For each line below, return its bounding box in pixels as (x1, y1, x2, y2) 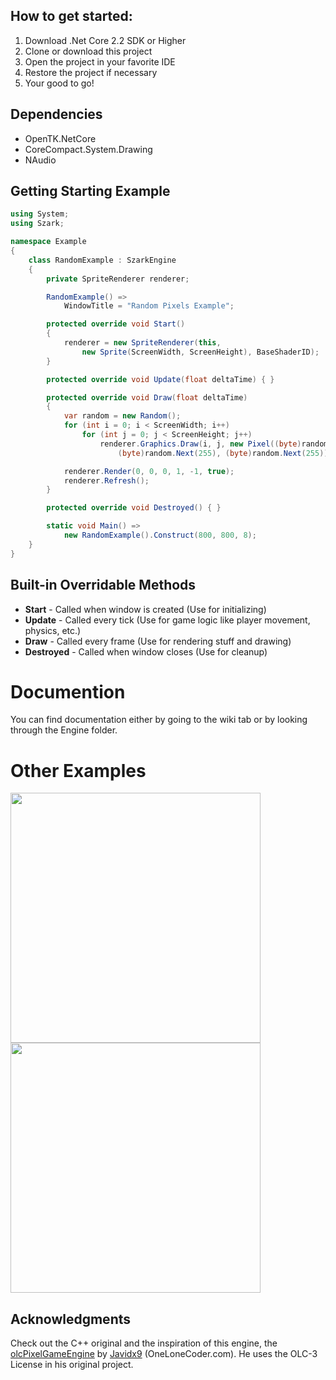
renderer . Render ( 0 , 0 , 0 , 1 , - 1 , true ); (63, 466, 235, 476)
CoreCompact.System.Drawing (24, 143, 153, 155)
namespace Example (10, 237, 87, 247)
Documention (10, 680, 126, 703)
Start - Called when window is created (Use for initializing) (24, 603, 267, 615)
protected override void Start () (46, 319, 186, 329)
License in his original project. (10, 1359, 134, 1371)
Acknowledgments (10, 1310, 132, 1328)
